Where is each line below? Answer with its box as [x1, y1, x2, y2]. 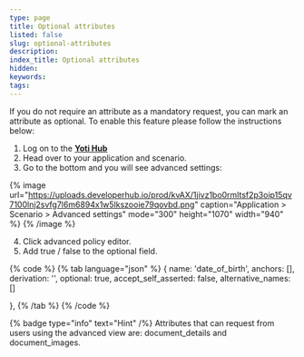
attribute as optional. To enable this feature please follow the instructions [9, 115, 282, 126]
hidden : [9, 64, 39, 74]
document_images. [9, 337, 82, 348]
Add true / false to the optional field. [22, 245, 158, 256]
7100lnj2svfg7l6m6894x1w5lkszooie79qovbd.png [9, 199, 195, 210]
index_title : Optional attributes [9, 55, 141, 64]
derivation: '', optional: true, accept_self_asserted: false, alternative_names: [9, 273, 291, 283]
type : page [9, 13, 51, 23]
